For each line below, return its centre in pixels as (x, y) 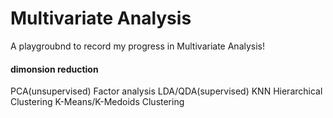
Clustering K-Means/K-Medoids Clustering (97, 102)
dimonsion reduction (54, 69)
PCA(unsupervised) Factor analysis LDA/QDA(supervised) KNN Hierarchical (166, 91)
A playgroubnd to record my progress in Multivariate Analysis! (138, 46)
